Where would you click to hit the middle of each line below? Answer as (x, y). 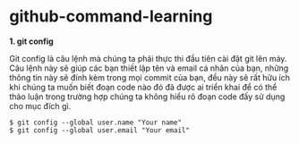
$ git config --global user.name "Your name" (95, 123)
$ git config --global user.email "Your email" (100, 130)
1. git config (31, 41)
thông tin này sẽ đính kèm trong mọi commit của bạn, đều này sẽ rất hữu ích (150, 77)
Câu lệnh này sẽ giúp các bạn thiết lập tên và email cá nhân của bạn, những (149, 68)
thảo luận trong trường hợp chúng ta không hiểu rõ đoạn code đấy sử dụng (147, 97)
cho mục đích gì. (40, 106)
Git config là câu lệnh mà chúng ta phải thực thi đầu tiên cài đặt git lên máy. (148, 58)
